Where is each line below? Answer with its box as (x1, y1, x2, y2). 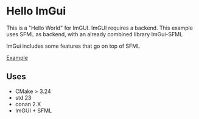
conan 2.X (15, 100, 41, 108)
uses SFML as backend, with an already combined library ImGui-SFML (6, 30, 183, 37)
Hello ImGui (6, 4, 66, 18)
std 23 (15, 94, 32, 101)
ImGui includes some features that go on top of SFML (6, 42, 141, 50)
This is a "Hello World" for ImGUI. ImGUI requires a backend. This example (6, 24, 194, 31)
